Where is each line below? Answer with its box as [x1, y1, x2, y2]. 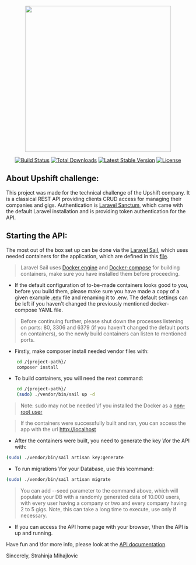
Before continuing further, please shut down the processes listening [20, 317, 184, 324]
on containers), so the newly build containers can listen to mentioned [20, 330, 187, 337]
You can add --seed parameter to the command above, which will [20, 487, 178, 494]
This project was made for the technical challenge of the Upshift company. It [6, 189, 190, 196]
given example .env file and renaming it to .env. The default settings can [14, 294, 188, 301]
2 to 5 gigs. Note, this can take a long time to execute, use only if [20, 505, 177, 512]
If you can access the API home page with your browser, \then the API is [14, 523, 188, 530]
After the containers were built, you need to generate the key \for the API [14, 437, 190, 444]
